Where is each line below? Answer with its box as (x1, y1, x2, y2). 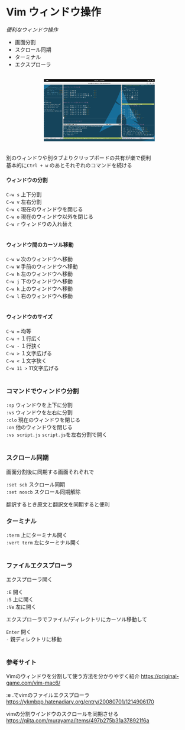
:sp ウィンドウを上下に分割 (6, 401, 73, 408)
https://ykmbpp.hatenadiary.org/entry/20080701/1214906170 (6, 698, 155, 705)
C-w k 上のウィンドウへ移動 (6, 285, 73, 292)
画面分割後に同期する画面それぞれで (6, 468, 95, 475)
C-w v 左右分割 (6, 198, 42, 205)
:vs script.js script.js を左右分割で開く (6, 431, 108, 438)
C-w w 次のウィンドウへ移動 (6, 255, 73, 262)
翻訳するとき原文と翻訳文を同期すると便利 (6, 501, 110, 508)
